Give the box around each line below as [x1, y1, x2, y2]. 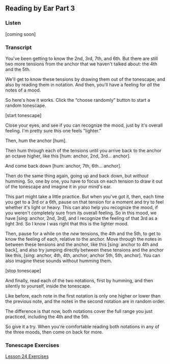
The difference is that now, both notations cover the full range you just [5, 308, 153, 314]
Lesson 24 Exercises [5, 353, 49, 359]
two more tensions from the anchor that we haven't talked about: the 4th [5, 61, 158, 67]
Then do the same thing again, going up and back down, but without [5, 172, 149, 178]
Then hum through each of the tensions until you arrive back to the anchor [5, 147, 162, 153]
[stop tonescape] [5, 267, 42, 274]
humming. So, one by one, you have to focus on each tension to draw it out [5, 178, 163, 184]
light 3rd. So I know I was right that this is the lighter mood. [5, 220, 129, 226]
